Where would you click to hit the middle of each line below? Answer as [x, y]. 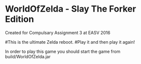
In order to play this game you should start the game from [63, 51]
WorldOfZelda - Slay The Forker [70, 9]
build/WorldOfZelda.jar [28, 56]
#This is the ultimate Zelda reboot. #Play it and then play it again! [70, 42]
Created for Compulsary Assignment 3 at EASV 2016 [58, 32]
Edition [19, 19]
